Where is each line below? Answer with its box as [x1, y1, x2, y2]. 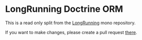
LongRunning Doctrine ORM [5, 3, 124, 15]
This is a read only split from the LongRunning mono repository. [5, 20, 136, 26]
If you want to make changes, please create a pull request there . [5, 29, 138, 35]
